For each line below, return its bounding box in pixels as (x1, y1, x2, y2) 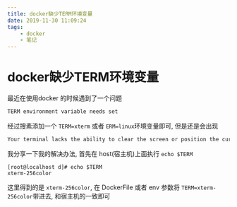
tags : (7, 23, 23, 30)
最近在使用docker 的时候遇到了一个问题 (7, 94, 122, 102)
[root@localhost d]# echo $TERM (7, 163, 102, 170)
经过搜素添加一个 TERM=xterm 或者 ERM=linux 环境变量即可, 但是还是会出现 (7, 122, 219, 130)
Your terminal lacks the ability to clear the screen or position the (7, 136, 219, 143)
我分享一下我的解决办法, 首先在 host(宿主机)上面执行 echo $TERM (7, 149, 193, 158)
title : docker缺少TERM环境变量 (7, 10, 93, 18)
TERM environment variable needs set (7, 108, 119, 115)
